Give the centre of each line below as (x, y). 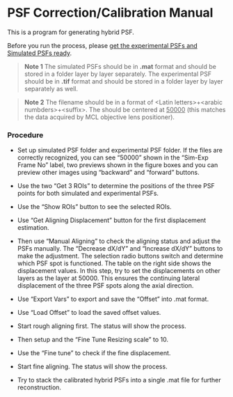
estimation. (33, 228)
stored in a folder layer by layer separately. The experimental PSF (118, 74)
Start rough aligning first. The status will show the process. (102, 326)
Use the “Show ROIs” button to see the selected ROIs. (94, 207)
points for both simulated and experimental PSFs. (88, 194)
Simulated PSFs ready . (39, 53)
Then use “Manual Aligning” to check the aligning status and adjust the (119, 241)
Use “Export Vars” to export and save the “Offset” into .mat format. (113, 299)
